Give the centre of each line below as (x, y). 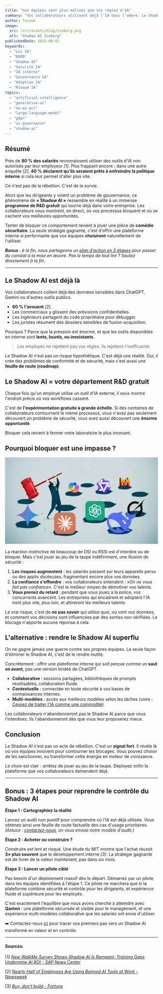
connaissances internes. (36, 694)
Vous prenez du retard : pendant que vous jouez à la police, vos (76, 592)
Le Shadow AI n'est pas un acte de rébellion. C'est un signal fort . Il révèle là (81, 746)
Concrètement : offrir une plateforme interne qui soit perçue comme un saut (81, 664)
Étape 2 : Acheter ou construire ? (39, 839)
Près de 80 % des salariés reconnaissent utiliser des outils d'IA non (73, 160)
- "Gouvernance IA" (29, 77)
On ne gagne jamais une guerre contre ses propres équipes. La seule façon (81, 649)
